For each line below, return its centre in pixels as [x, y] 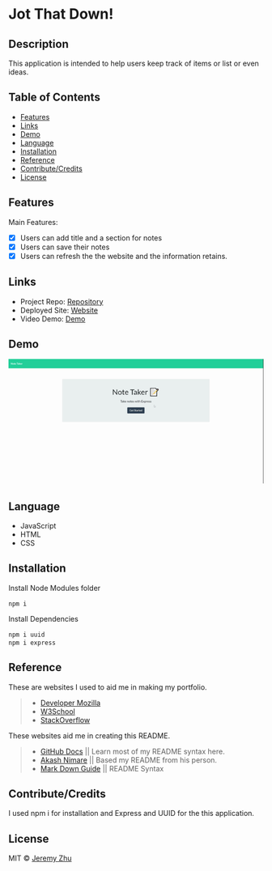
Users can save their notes [65, 247]
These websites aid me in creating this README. [89, 735]
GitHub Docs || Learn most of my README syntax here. [132, 751]
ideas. [19, 72]
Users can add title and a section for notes [91, 238]
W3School [57, 711]
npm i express [32, 643]
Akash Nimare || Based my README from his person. [128, 760]
